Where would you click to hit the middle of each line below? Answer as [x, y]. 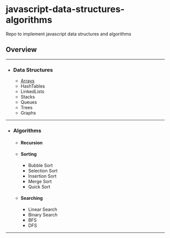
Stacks [28, 97]
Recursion [32, 142]
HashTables [33, 86]
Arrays [27, 81]
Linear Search [43, 209]
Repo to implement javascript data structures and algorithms [69, 34]
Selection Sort [43, 171]
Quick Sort [39, 187]
